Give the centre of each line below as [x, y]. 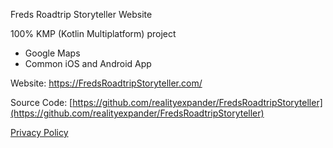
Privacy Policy [39, 132]
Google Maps [52, 53]
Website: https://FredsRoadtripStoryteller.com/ [106, 83]
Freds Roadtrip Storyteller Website [81, 14]
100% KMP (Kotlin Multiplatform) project [93, 33]
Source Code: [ [41, 102]
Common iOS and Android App [88, 63]
